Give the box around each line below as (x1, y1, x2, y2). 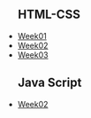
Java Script (17, 75, 82, 90)
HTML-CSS (17, 7, 81, 22)
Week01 (17, 30, 47, 41)
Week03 (17, 49, 49, 60)
